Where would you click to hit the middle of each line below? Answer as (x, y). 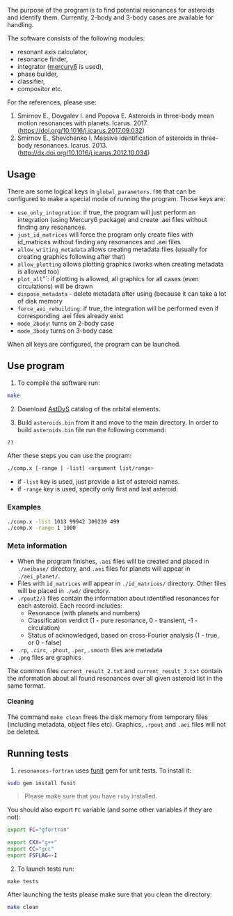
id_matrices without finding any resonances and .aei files (99, 242)
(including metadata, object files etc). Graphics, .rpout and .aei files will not (116, 724)
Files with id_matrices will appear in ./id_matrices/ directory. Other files (122, 583)
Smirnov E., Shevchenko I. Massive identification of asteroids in (108, 138)
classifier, (31, 81)
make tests (23, 881)
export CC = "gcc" (31, 849)
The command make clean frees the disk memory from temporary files (108, 717)
